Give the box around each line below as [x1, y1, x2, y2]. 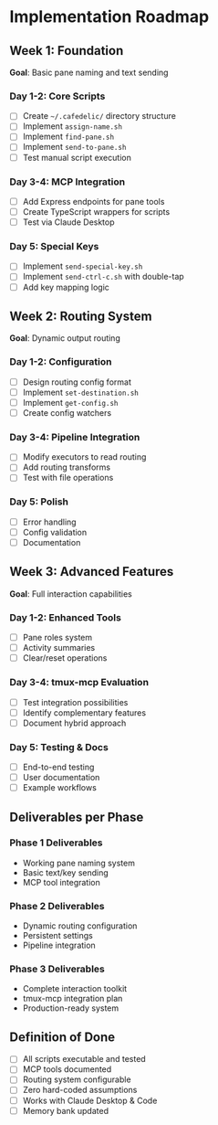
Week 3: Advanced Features [9, 564, 174, 579]
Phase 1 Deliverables [9, 836, 103, 849]
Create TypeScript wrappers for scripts [22, 206, 171, 217]
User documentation [22, 772, 100, 783]
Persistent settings [22, 930, 94, 941]
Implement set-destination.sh [22, 387, 140, 398]
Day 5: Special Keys [9, 240, 99, 253]
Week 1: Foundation [9, 43, 124, 58]
